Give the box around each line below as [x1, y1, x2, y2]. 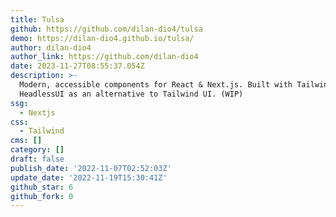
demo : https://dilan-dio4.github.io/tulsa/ [10, 33, 195, 43]
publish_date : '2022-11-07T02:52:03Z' [10, 163, 172, 173]
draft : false [10, 154, 65, 164]
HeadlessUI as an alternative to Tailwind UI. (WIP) [19, 89, 244, 99]
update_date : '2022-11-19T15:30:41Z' [10, 172, 168, 183]
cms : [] [10, 136, 43, 146]
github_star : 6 [10, 182, 74, 192]
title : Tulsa [10, 14, 65, 25]
